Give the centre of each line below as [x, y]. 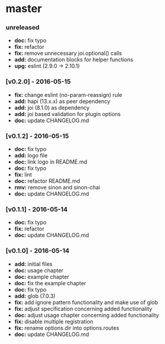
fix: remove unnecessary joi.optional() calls [68, 54]
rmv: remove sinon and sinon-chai [57, 188]
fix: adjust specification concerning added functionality [83, 309]
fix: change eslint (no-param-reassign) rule [68, 94]
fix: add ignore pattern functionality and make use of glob [86, 302]
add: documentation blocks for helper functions [74, 60]
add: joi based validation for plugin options [67, 114]
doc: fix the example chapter [50, 283]
